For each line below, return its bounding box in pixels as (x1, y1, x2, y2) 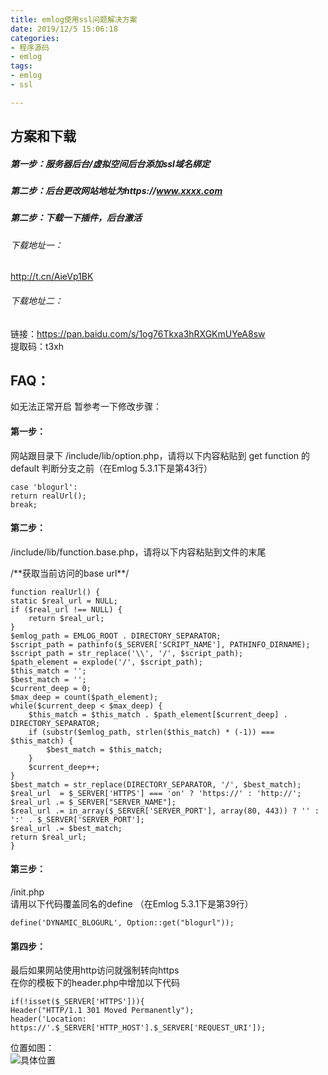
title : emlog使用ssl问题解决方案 (10, 14, 138, 25)
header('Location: (10, 1014, 87, 1025)
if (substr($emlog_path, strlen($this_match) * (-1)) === (28, 727, 275, 737)
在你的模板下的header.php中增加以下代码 (10, 977, 181, 989)
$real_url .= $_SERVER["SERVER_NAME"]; (10, 797, 177, 807)
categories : (10, 33, 60, 43)
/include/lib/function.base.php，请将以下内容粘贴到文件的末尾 (10, 546, 267, 558)
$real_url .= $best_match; (10, 823, 123, 833)
